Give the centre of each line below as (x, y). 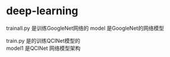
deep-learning (42, 11)
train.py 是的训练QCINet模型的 (43, 40)
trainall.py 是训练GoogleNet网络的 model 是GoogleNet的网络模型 (85, 28)
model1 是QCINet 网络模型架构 (44, 48)
